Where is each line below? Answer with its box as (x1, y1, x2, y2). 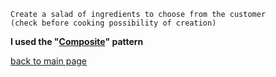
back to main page (10, 55, 88, 67)
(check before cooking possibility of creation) (10, 18, 217, 28)
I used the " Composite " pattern (10, 36, 144, 47)
